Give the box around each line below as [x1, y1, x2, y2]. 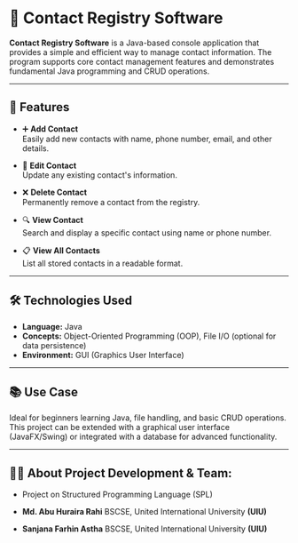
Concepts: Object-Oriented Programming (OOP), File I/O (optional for [21, 331, 277, 341]
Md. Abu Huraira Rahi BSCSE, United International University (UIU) [21, 507, 268, 517]
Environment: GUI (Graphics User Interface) [21, 349, 184, 360]
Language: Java [21, 321, 82, 331]
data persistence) [21, 339, 87, 350]
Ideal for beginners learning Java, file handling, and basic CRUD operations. [9, 412, 286, 423]
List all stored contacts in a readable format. [21, 258, 184, 268]
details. [21, 142, 50, 154]
